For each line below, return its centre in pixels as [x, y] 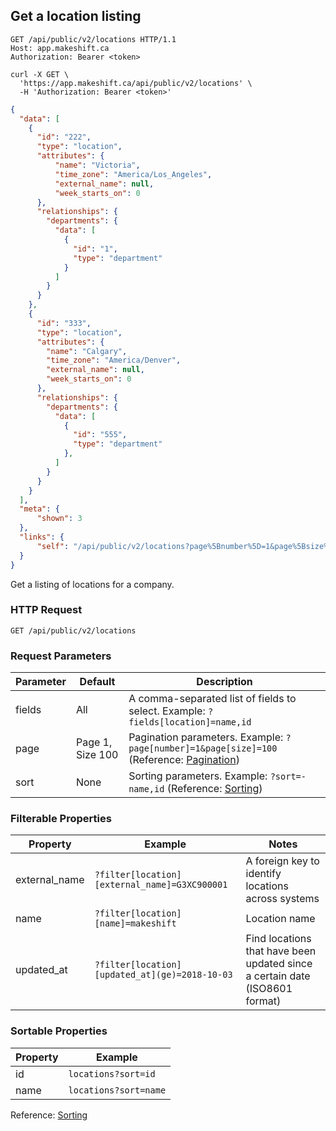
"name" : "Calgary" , [87, 351]
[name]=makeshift [135, 923]
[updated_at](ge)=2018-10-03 [163, 975]
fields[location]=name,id [190, 722]
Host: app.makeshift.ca [60, 48]
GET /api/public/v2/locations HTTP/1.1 [93, 39]
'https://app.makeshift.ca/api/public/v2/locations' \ [136, 83]
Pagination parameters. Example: [206, 737]
